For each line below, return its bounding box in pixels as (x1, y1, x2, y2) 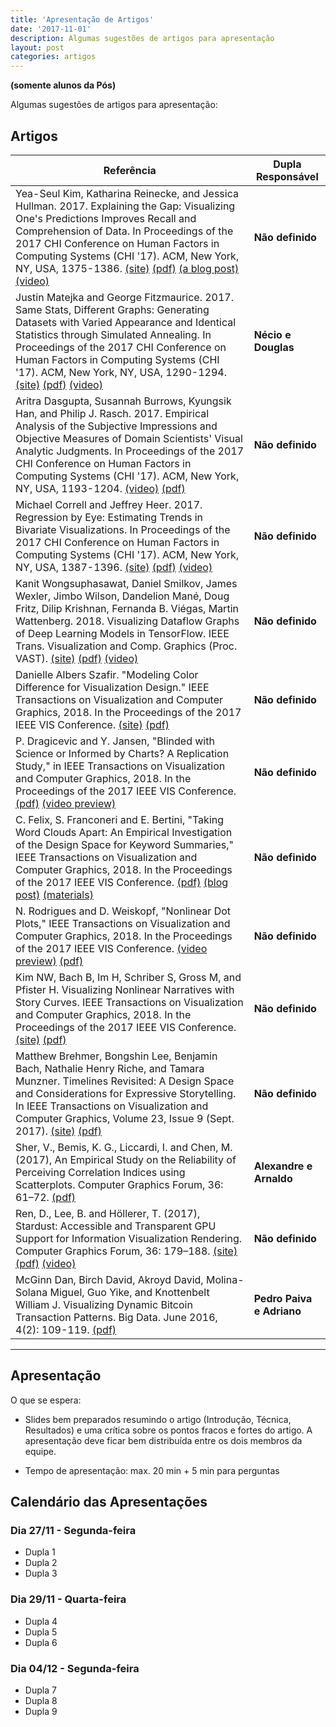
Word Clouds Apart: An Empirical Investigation (15, 825, 233, 839)
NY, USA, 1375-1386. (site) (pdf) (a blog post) (15, 261, 240, 275)
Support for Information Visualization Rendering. (15, 1231, 243, 1245)
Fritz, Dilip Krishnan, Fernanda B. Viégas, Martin (15, 601, 239, 615)
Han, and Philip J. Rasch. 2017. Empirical (15, 406, 210, 420)
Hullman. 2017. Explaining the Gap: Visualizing (15, 199, 236, 213)
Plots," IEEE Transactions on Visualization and (15, 916, 231, 930)
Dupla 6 (24, 1636, 58, 1648)
